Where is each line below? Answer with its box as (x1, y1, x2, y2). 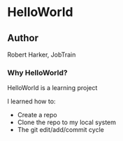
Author (7, 32, 38, 44)
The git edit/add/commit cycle (17, 126, 105, 134)
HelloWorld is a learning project (7, 84, 98, 92)
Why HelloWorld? (7, 68, 68, 77)
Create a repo (17, 111, 57, 119)
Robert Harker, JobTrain (7, 50, 76, 59)
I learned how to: (7, 97, 56, 105)
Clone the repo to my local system (17, 118, 117, 126)
